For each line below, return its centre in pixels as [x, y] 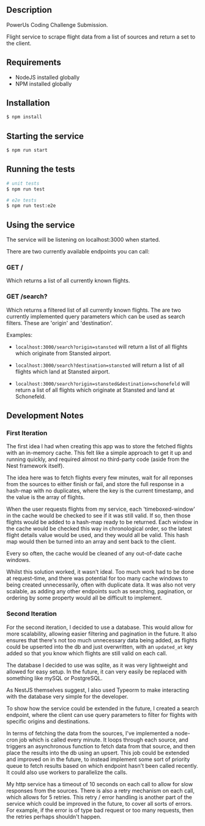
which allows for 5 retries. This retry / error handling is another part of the [99, 797]
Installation [28, 103]
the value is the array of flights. [46, 497]
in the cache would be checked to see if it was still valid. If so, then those [99, 516]
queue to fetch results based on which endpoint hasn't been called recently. [102, 765]
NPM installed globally [43, 84]
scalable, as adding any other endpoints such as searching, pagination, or [99, 591]
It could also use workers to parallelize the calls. [67, 772]
